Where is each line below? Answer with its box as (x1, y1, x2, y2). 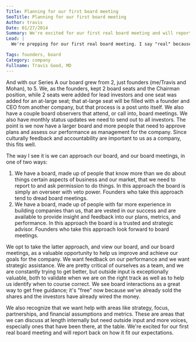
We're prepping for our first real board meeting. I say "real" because (11, 42, 192, 47)
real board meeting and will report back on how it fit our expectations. (6, 329, 174, 336)
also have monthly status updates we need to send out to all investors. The (6, 116, 186, 123)
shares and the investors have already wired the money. (6, 293, 141, 300)
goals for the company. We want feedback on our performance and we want (6, 255, 190, 262)
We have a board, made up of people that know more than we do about (14, 170, 186, 177)
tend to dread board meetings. (14, 194, 88, 202)
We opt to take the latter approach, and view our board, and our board (6, 243, 175, 250)
